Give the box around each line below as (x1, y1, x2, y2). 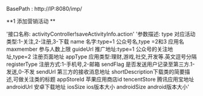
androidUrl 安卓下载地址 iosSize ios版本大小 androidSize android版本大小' (6, 83, 189, 90)
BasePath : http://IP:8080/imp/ (6, 5, 83, 12)
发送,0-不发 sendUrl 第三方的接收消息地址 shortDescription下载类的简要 (6, 68, 185, 75)
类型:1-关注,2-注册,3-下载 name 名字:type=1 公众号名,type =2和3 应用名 (6, 38, 184, 45)
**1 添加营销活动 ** (6, 18, 56, 25)
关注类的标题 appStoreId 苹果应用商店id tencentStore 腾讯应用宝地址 (24, 75, 195, 83)
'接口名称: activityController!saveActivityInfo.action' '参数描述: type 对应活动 (6, 30, 196, 37)
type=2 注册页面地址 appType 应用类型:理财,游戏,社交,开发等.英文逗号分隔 (13, 53, 197, 60)
